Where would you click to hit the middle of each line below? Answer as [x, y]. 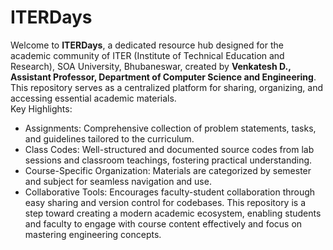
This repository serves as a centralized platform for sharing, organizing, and [166, 87]
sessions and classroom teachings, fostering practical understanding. [168, 160]
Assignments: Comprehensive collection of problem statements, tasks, [170, 128]
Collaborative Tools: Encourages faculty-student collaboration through [170, 192]
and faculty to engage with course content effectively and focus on [163, 223]
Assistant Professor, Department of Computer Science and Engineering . [163, 77]
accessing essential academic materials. [93, 98]
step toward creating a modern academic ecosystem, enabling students [173, 213]
